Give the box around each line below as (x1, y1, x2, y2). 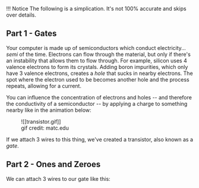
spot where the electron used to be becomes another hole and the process (6, 76, 189, 83)
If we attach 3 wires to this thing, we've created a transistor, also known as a (6, 136, 194, 143)
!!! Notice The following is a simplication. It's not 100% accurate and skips (6, 5, 187, 12)
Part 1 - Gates (6, 29, 57, 39)
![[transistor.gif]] (21, 118, 61, 125)
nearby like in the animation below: (6, 106, 91, 114)
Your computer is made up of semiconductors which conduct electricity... (6, 44, 186, 51)
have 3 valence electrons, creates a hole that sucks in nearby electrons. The (6, 70, 193, 77)
